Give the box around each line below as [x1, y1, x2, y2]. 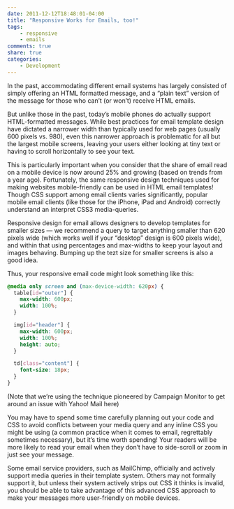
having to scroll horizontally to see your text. [7, 147, 135, 155]
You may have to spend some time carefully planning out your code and [7, 413, 214, 422]
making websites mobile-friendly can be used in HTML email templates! [7, 182, 214, 191]
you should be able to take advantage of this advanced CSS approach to [7, 486, 217, 494]
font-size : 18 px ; [20, 366, 71, 374]
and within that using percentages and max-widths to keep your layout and [7, 241, 224, 249]
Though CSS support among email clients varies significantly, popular [7, 190, 208, 199]
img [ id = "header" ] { [13, 322, 71, 329]
